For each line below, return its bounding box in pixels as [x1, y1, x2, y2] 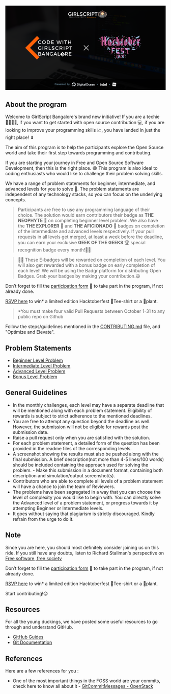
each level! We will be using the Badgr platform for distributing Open [17, 268, 161, 274]
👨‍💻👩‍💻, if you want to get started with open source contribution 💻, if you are [5, 120, 164, 126]
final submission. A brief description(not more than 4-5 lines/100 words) [12, 456, 164, 462]
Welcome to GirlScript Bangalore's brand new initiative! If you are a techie [5, 113, 160, 120]
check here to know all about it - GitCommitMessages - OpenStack [12, 683, 154, 689]
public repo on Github [17, 314, 64, 320]
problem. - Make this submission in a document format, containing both [12, 467, 163, 473]
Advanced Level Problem [12, 368, 66, 374]
